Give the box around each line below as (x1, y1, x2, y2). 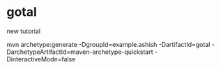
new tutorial (6, 27, 41, 35)
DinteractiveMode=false (6, 55, 76, 63)
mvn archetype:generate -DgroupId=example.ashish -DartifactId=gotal (6, 40, 211, 48)
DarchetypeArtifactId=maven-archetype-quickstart (6, 48, 154, 56)
